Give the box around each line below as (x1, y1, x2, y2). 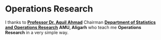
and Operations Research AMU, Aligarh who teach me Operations (5, 24, 141, 30)
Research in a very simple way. (5, 29, 69, 35)
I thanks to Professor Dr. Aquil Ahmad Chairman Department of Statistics (5, 19, 156, 25)
